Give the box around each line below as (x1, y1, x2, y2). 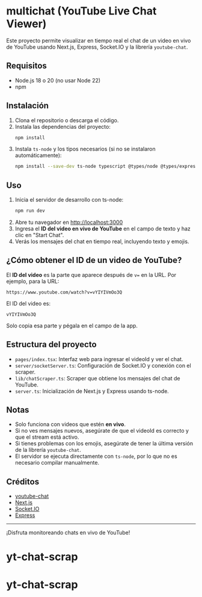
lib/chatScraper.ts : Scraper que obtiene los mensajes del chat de (14, 374, 180, 382)
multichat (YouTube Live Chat (6, 4, 157, 18)
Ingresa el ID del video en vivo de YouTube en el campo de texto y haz (14, 225, 191, 232)
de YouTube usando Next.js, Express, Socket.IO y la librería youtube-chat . (6, 43, 188, 51)
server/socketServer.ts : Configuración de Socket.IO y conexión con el (14, 362, 191, 369)
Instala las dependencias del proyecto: (14, 123, 111, 130)
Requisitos (6, 61, 47, 71)
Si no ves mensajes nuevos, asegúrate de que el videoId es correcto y (14, 427, 189, 435)
